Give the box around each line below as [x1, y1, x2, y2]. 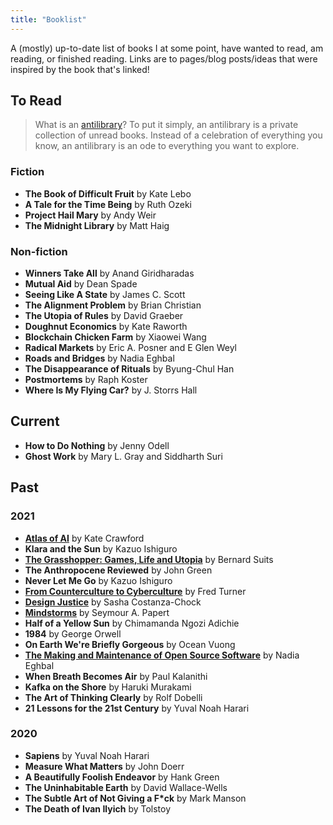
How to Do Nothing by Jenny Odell [24, 439, 170, 451]
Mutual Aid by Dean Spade [24, 278, 138, 290]
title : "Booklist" [10, 14, 87, 25]
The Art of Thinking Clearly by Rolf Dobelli [24, 691, 203, 703]
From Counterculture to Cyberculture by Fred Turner [24, 585, 247, 597]
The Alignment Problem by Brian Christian [24, 299, 202, 311]
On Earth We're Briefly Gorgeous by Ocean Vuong [24, 638, 236, 650]
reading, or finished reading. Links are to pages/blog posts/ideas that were [10, 52, 318, 65]
